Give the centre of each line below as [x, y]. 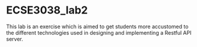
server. [15, 39]
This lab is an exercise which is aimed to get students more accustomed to [97, 26]
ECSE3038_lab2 [47, 10]
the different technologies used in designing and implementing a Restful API [99, 32]
